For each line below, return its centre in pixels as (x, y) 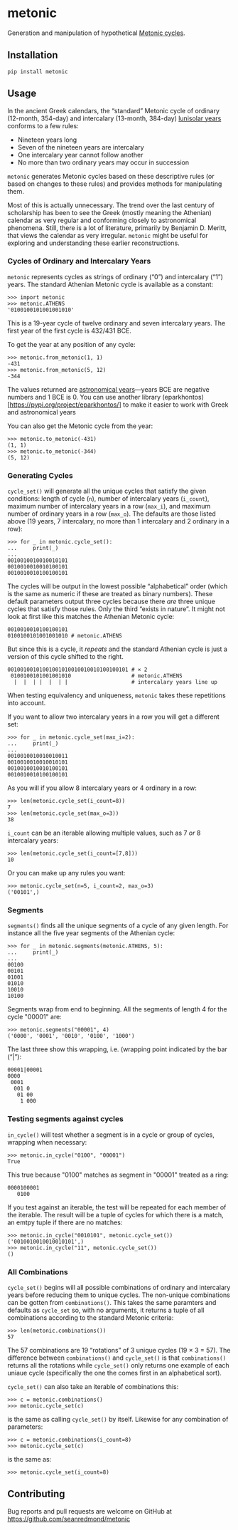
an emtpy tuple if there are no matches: (65, 1222)
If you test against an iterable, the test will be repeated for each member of (117, 1207)
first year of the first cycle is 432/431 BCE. (69, 331)
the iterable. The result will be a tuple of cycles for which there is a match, (115, 1214)
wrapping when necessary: (47, 1142)
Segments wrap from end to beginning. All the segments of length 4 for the (117, 1009)
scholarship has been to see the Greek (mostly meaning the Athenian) (109, 212)
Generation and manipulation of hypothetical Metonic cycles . (97, 33)
